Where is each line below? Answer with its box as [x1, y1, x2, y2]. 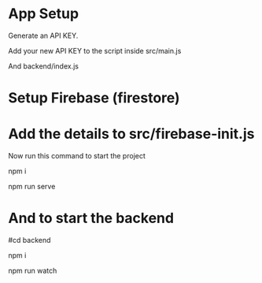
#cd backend [8, 236, 51, 244]
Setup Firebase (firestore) [8, 89, 180, 107]
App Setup [8, 5, 79, 23]
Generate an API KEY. [8, 31, 79, 40]
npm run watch [8, 266, 57, 275]
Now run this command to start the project [8, 151, 146, 161]
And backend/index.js [8, 61, 79, 71]
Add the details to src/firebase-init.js [8, 125, 255, 143]
